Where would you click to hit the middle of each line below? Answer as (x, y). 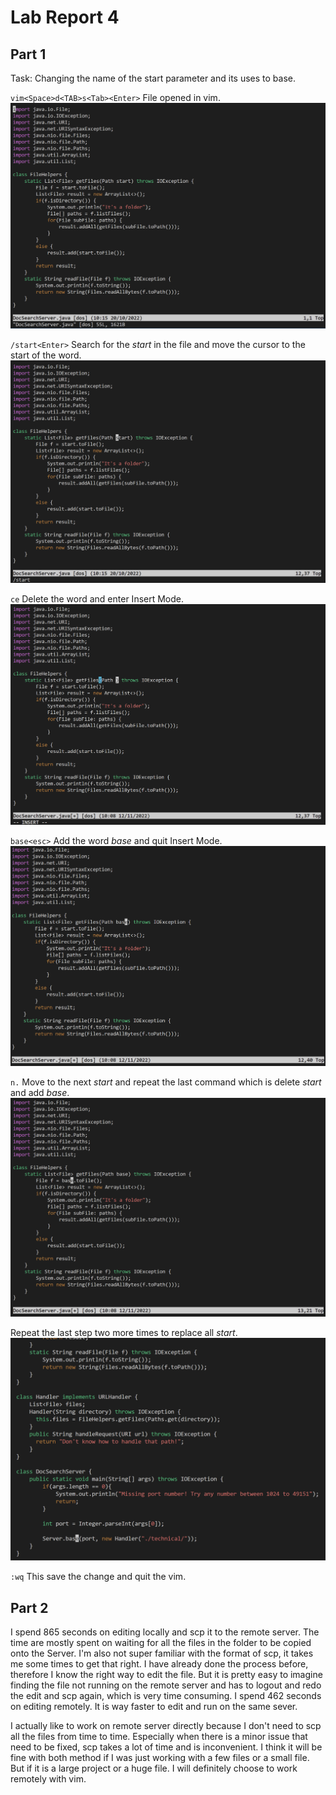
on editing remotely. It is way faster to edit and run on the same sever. (154, 1707)
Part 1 (28, 54)
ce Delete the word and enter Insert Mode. (97, 599)
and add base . (40, 1092)
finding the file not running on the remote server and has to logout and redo (166, 1685)
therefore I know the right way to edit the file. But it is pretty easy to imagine (166, 1675)
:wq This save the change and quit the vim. (98, 1577)
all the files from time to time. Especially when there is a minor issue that (159, 1737)
